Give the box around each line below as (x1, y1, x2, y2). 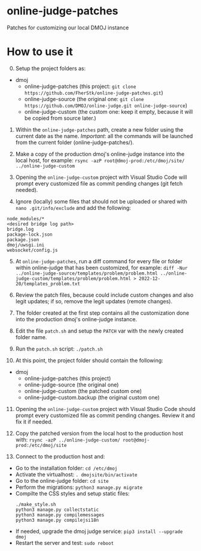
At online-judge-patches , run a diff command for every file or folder (15, 257, 183, 264)
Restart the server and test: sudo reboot (15, 539, 114, 546)
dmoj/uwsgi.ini (7, 242, 45, 248)
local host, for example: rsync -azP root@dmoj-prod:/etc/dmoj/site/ (15, 157, 185, 164)
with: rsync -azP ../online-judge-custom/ (15, 436, 120, 443)
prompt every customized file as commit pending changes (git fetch (15, 179, 183, 187)
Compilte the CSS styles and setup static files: (15, 489, 130, 497)
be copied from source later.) (24, 114, 96, 121)
